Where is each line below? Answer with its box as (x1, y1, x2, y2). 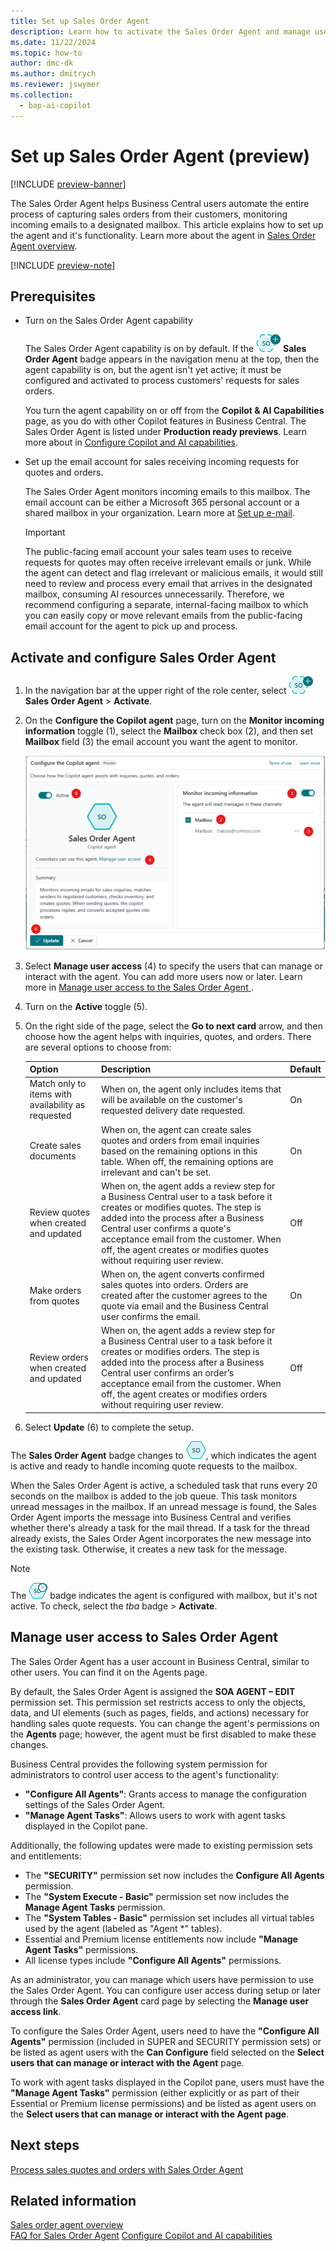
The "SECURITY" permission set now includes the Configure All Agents (24, 1869, 325, 1881)
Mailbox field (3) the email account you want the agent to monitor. (24, 736, 298, 748)
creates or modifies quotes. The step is (100, 1201, 262, 1213)
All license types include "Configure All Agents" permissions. (24, 1954, 282, 1966)
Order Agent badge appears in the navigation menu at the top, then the (24, 353, 320, 365)
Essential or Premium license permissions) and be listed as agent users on (10, 2097, 317, 2109)
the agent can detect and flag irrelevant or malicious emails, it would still (24, 567, 323, 579)
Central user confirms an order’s (100, 1367, 235, 1379)
